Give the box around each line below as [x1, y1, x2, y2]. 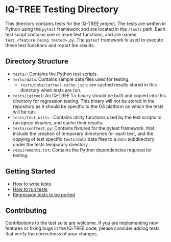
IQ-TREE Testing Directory [5, 4, 119, 15]
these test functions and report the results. [5, 42, 95, 48]
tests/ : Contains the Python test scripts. [12, 71, 98, 77]
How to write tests [12, 181, 52, 187]
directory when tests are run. [20, 87, 82, 93]
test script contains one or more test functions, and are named [5, 31, 137, 37]
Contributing [5, 206, 47, 215]
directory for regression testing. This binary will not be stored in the [12, 98, 155, 104]
